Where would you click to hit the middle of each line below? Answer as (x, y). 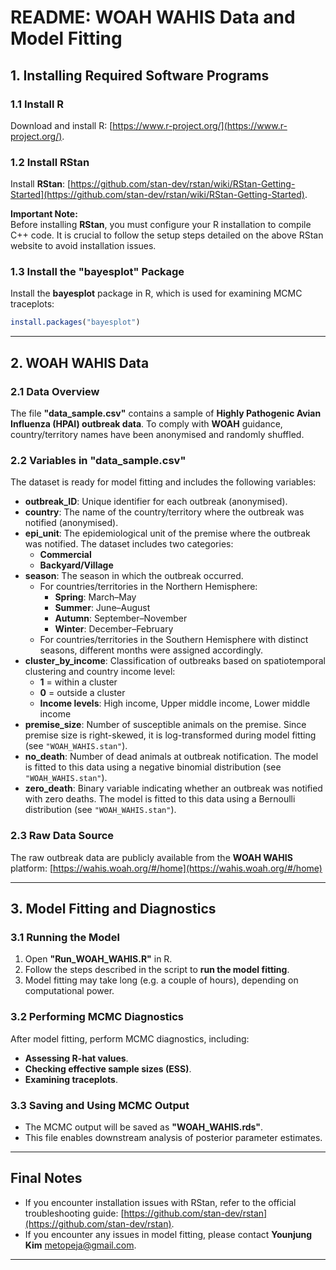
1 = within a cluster (78, 682)
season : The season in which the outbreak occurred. (134, 576)
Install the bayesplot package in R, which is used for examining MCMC (156, 293)
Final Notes (46, 1178)
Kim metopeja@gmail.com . (80, 1245)
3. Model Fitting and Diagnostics (113, 909)
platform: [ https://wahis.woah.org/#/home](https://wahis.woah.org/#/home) (166, 868)
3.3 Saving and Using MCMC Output (100, 1105)
